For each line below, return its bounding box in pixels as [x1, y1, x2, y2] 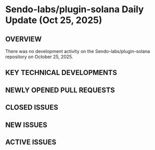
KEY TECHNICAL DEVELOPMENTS [5, 68, 117, 77]
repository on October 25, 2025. [5, 54, 73, 60]
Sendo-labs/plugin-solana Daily [5, 4, 144, 15]
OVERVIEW [5, 35, 42, 43]
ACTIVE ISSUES [5, 138, 56, 146]
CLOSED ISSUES [5, 103, 58, 112]
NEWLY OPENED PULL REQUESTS [5, 86, 115, 94]
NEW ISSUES [5, 120, 48, 129]
